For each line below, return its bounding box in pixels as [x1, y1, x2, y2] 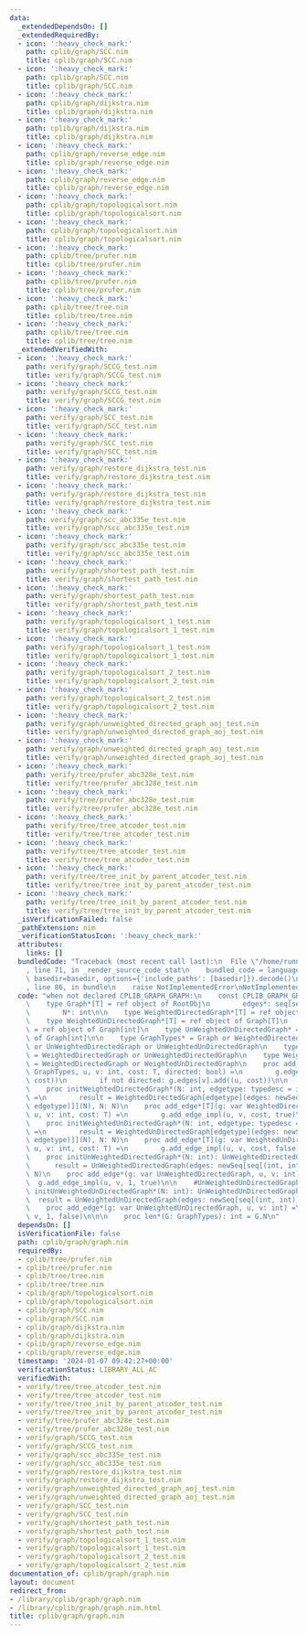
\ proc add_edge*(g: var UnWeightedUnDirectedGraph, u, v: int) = [26, 1203, 297, 1213]
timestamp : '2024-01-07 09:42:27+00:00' [17, 1357, 174, 1366]
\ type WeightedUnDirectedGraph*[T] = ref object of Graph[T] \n [26, 1017, 288, 1026]
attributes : [17, 940, 64, 949]
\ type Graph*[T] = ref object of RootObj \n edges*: [26, 999, 272, 1009]
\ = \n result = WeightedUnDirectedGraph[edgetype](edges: [26, 1127, 281, 1137]
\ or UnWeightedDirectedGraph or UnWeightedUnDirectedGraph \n [26, 1042, 268, 1052]
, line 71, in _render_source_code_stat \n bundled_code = [26, 966, 263, 975]
